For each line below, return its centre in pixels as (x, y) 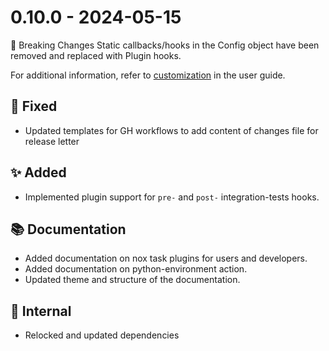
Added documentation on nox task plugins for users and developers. (166, 258)
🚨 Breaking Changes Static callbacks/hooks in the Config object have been (165, 45)
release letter (52, 141)
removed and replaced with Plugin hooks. (96, 55)
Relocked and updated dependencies (102, 335)
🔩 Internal (41, 311)
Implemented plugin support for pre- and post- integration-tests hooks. (172, 197)
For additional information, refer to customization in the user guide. (148, 75)
